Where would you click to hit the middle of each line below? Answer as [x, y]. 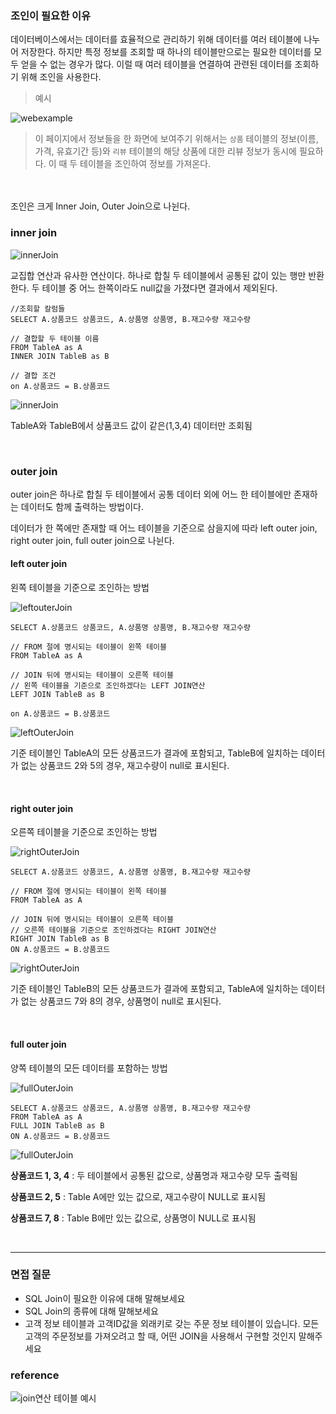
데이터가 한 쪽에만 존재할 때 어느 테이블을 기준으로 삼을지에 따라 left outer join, [164, 528]
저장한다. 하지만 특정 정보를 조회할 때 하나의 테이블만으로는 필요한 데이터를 [166, 52]
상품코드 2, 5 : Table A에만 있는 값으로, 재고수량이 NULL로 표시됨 [138, 1196]
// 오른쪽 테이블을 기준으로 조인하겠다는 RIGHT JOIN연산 [113, 930]
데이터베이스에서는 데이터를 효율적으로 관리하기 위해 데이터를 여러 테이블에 [156, 39]
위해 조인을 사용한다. [61, 77]
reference [35, 1375]
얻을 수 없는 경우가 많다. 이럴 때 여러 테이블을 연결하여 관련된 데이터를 [156, 64]
